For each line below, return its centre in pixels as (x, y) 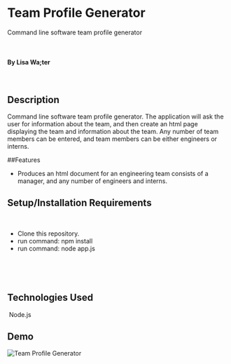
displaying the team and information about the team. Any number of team (113, 131)
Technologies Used (50, 298)
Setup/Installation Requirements (79, 203)
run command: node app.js (56, 248)
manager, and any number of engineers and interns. (92, 181)
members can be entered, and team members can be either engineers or (112, 139)
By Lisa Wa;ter (29, 62)
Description (33, 100)
